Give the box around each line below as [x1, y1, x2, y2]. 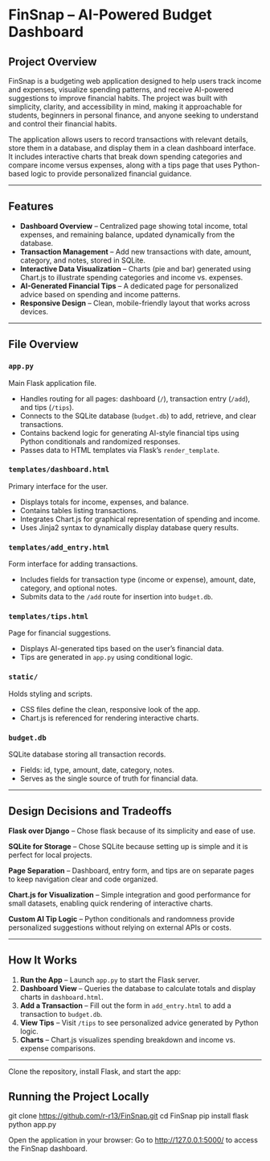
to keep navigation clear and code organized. [8, 874, 158, 884]
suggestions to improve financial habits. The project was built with [8, 93, 227, 102]
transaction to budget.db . [19, 1009, 103, 1018]
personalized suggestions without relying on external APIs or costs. [8, 923, 231, 932]
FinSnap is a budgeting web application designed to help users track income [8, 77, 262, 85]
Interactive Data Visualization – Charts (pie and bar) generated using [19, 263, 252, 273]
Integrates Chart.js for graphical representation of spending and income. [19, 514, 260, 524]
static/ [8, 673, 39, 682]
